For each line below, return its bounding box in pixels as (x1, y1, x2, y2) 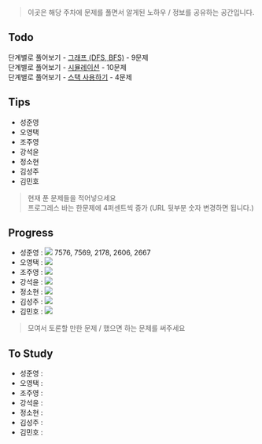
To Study (8, 347, 54, 360)
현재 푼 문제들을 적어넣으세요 (27, 193, 116, 203)
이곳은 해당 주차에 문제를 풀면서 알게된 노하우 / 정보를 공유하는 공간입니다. (27, 8, 255, 17)
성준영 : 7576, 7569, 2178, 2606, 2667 (19, 248, 151, 258)
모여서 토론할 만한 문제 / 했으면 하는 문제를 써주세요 (27, 324, 186, 333)
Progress (8, 226, 54, 240)
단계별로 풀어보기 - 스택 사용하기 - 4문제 (8, 72, 132, 82)
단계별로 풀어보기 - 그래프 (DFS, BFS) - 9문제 (8, 53, 149, 62)
